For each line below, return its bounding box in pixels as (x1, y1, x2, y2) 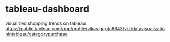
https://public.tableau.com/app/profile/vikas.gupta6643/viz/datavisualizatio (5, 25, 165, 31)
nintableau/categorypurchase (5, 31, 68, 37)
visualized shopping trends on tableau (5, 20, 86, 26)
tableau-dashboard (5, 3, 90, 15)
